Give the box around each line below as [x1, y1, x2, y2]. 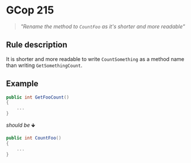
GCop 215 [6, 4, 54, 17]
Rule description [6, 40, 67, 50]
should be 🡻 [6, 121, 35, 129]
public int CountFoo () [6, 135, 62, 141]
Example [6, 79, 39, 89]
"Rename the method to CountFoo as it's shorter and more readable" [20, 23, 186, 30]
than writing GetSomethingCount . [6, 62, 83, 69]
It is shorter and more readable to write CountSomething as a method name [6, 55, 185, 62]
